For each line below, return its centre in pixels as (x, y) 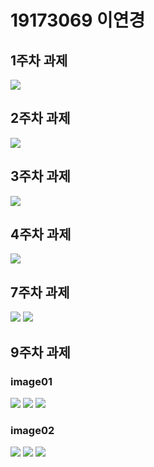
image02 (32, 430)
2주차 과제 (40, 118)
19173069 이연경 (78, 20)
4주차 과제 (41, 234)
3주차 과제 (40, 176)
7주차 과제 (40, 292)
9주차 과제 (40, 352)
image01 (31, 381)
